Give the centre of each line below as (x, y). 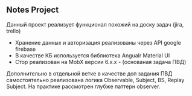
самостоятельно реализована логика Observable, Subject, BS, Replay (95, 80)
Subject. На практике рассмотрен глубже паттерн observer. (83, 86)
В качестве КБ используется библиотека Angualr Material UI (92, 55)
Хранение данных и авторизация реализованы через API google (98, 42)
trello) (14, 31)
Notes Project (33, 10)
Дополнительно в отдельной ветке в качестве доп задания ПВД (89, 73)
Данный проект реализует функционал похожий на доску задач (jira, (95, 24)
